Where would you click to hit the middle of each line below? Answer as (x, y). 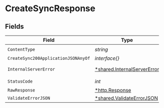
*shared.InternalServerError (127, 69)
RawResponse (21, 90)
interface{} (107, 58)
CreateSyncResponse (50, 9)
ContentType (21, 49)
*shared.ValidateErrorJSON (126, 98)
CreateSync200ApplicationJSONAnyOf (49, 58)
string (102, 49)
